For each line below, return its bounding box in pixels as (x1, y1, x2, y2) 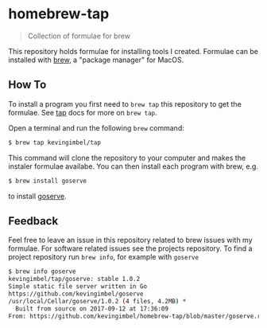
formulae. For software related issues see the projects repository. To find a (8, 244, 253, 253)
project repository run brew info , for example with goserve (8, 252, 199, 262)
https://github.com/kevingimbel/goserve (8, 290, 145, 298)
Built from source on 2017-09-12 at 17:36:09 (15, 304, 169, 313)
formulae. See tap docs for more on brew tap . (8, 107, 157, 117)
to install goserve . (8, 191, 67, 201)
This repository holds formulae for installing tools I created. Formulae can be (8, 46, 258, 56)
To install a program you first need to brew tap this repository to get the (8, 99, 242, 108)
